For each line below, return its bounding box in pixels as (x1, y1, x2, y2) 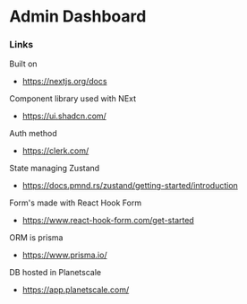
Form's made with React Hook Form (9, 197, 141, 208)
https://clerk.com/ (21, 145, 89, 156)
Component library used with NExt (9, 93, 137, 104)
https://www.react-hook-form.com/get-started (21, 215, 194, 226)
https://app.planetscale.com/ (21, 284, 130, 295)
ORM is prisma (9, 232, 64, 243)
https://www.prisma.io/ (21, 249, 107, 261)
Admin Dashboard (9, 6, 147, 27)
